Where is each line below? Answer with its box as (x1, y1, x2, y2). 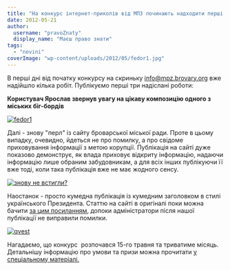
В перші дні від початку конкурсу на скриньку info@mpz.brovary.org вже (7, 74, 222, 82)
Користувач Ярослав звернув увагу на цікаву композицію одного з (7, 94, 211, 103)
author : (7, 23, 30, 30)
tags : (7, 42, 23, 49)
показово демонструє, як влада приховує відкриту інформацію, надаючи (7, 150, 224, 158)
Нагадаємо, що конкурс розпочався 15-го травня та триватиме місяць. (7, 240, 219, 249)
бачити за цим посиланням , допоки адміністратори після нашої (7, 206, 195, 214)
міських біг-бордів (7, 101, 64, 110)
